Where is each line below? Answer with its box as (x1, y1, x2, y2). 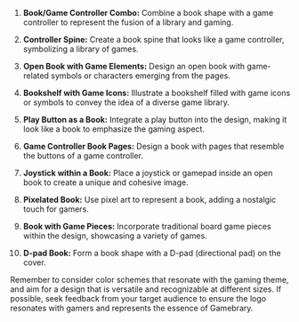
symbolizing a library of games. (22, 44, 139, 54)
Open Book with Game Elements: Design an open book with (22, 61, 246, 71)
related (22, 70, 50, 81)
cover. (22, 257, 47, 268)
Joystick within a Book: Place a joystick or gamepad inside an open (22, 168, 273, 178)
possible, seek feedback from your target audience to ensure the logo (10, 294, 266, 303)
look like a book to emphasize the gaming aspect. (22, 124, 206, 134)
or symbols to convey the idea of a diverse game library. (22, 97, 230, 108)
